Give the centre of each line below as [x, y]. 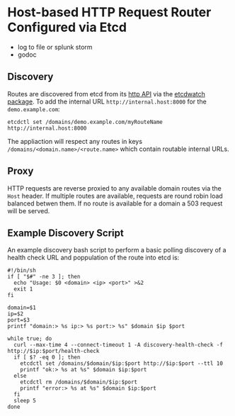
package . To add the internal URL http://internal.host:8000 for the [107, 101]
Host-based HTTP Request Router [109, 12]
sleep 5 [25, 401]
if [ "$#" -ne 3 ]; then [44, 277]
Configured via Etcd [67, 27]
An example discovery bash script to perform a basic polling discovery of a [117, 250]
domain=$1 [22, 308]
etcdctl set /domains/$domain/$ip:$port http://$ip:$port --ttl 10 [121, 364]
